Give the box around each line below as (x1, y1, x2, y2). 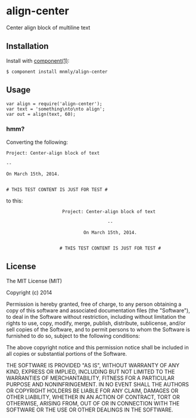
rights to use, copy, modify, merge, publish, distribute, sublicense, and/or (6, 319, 186, 327)
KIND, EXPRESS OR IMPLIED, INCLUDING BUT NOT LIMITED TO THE (6, 368, 175, 375)
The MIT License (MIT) (6, 277, 63, 284)
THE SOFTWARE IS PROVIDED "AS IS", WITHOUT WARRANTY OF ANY (6, 361, 180, 368)
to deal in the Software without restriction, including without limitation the (6, 313, 186, 320)
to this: (6, 197, 23, 204)
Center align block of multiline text (6, 24, 91, 31)
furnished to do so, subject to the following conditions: (6, 332, 140, 339)
